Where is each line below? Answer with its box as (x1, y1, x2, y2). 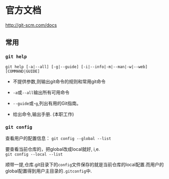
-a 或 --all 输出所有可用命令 (12, 89, 70, 95)
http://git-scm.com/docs (5, 22, 57, 28)
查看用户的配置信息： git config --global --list (5, 135, 112, 141)
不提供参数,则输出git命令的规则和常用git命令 (12, 78, 106, 85)
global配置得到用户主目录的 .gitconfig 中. (5, 168, 92, 174)
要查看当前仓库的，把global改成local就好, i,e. (5, 146, 100, 152)
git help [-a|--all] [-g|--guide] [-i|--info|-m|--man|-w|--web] (5, 64, 147, 69)
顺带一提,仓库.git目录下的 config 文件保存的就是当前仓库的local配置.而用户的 (5, 161, 164, 167)
